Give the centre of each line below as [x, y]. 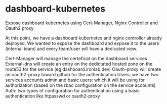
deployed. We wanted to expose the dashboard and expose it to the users [82, 43]
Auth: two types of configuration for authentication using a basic [73, 90]
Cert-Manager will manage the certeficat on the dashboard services [76, 58]
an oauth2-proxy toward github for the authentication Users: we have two [82, 74]
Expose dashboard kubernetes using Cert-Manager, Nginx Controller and [82, 23]
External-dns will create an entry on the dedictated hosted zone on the [79, 64]
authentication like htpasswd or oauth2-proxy [53, 96]
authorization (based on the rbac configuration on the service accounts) [80, 85]
